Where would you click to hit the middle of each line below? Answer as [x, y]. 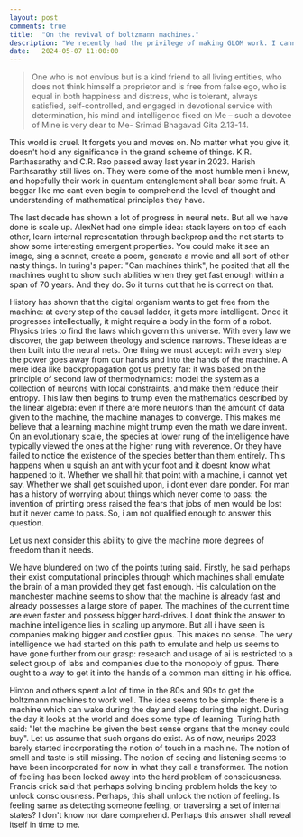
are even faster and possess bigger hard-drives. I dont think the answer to [147, 616]
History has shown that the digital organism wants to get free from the [140, 302]
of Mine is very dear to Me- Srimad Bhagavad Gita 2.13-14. [140, 125]
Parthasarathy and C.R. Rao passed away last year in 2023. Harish [133, 162]
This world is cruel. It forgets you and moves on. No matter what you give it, [150, 143]
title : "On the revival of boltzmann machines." [105, 34]
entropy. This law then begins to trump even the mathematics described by [149, 398]
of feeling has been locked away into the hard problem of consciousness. [146, 777]
